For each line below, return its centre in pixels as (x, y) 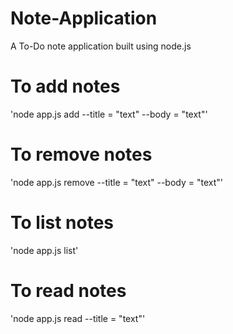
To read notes (68, 290)
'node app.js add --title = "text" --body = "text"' (109, 114)
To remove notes (81, 154)
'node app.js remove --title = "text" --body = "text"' (116, 182)
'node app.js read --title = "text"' (78, 318)
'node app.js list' (44, 250)
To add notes (65, 86)
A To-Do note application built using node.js (101, 46)
